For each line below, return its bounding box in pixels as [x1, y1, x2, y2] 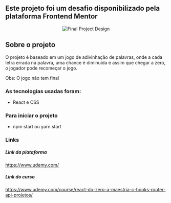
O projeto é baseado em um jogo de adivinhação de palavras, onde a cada [5, 54, 163, 60]
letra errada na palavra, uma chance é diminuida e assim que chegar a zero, [5, 59, 166, 65]
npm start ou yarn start [12, 124, 61, 130]
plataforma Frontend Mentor [5, 12, 98, 21]
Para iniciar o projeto [5, 112, 58, 119]
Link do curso [5, 173, 35, 179]
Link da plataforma [5, 149, 47, 155]
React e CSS [12, 99, 39, 105]
